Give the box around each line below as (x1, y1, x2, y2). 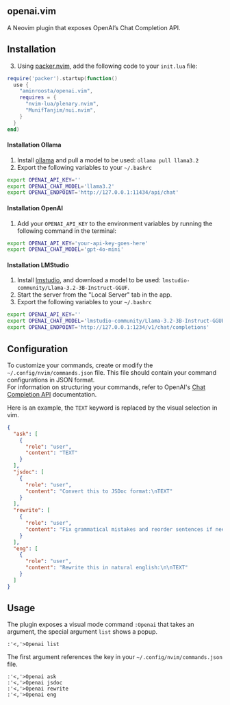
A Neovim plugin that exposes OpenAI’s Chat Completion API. (7, 23, 181, 32)
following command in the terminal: (16, 226, 116, 235)
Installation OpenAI (7, 203, 64, 212)
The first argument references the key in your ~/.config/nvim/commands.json (7, 653, 222, 661)
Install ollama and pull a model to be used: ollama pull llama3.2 (16, 156, 199, 164)
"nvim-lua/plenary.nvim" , (25, 101, 99, 108)
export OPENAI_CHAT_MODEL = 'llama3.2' (7, 183, 115, 190)
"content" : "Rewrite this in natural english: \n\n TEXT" (25, 565, 188, 571)
